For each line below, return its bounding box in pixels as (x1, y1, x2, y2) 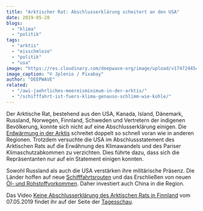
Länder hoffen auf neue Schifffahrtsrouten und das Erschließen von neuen (6, 173, 192, 181)
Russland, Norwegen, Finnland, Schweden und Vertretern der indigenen (6, 116, 185, 124)
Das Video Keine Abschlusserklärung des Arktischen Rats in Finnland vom (6, 192, 191, 199)
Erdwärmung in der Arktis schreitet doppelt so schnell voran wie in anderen (6, 129, 195, 136)
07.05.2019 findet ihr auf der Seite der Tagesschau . (6, 198, 134, 205)
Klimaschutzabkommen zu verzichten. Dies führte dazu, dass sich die (6, 149, 180, 156)
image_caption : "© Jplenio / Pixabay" (6, 71, 104, 77)
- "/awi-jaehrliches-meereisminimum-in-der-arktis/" (11, 88, 147, 94)
